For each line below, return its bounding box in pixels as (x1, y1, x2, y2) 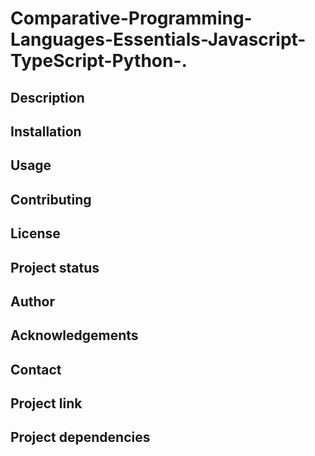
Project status (10, 259, 100, 276)
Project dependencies (10, 429, 151, 446)
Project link (10, 395, 83, 412)
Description (10, 89, 85, 106)
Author (10, 293, 55, 310)
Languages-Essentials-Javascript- (10, 28, 307, 51)
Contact (10, 361, 62, 378)
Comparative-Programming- (10, 7, 253, 30)
